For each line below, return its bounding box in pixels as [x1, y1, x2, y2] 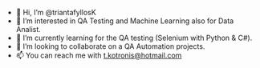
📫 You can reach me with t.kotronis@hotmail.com [15, 50, 182, 60]
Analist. [15, 25, 42, 34]
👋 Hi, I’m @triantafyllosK [15, 8, 96, 17]
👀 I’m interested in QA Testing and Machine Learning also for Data [15, 16, 234, 26]
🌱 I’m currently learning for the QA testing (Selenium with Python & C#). [15, 33, 253, 42]
